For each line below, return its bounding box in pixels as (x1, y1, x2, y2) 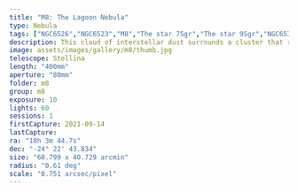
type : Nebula (9, 21, 58, 30)
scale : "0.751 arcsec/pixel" (9, 169, 117, 178)
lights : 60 (9, 104, 50, 112)
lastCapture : (9, 128, 58, 137)
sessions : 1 (9, 111, 53, 120)
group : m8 (9, 87, 46, 96)
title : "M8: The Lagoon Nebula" (9, 12, 129, 22)
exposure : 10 (9, 95, 58, 104)
